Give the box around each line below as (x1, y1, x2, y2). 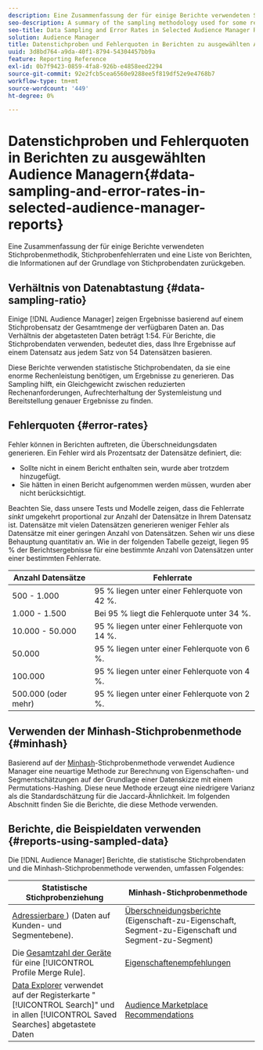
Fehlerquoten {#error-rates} (8, 419, 149, 432)
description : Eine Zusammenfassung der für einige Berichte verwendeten (8, 11, 250, 20)
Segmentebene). (12, 930, 74, 941)
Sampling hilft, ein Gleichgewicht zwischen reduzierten (8, 380, 186, 388)
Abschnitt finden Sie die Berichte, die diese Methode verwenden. (8, 800, 218, 809)
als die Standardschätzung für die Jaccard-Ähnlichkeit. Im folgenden (8, 791, 230, 800)
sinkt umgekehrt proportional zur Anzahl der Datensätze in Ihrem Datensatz (8, 512, 252, 521)
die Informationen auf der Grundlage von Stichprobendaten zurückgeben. (8, 258, 246, 268)
